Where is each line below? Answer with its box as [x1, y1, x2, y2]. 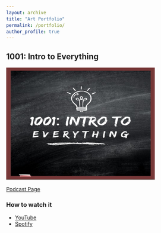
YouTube [14, 214, 37, 221]
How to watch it [6, 200, 52, 209]
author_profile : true [6, 29, 60, 35]
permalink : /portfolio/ [6, 22, 65, 28]
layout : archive [6, 10, 46, 16]
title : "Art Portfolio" [6, 16, 65, 22]
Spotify [14, 220, 33, 228]
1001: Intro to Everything [6, 51, 99, 62]
